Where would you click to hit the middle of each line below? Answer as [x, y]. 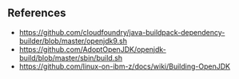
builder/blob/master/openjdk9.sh [73, 41]
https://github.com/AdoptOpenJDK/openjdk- [93, 49]
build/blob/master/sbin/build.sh [71, 57]
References [37, 13]
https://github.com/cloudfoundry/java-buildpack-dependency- [122, 32]
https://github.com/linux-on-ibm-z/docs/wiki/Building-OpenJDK [125, 66]
